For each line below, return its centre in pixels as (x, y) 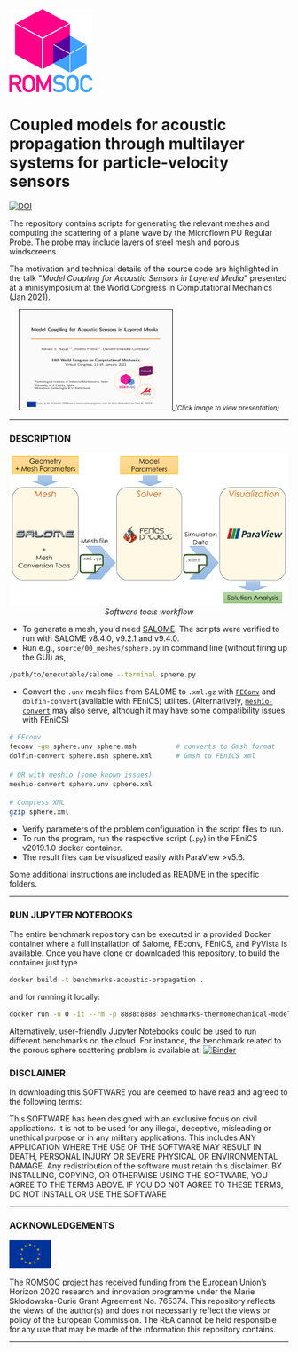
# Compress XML (37, 803)
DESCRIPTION (40, 438)
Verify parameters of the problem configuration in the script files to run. (153, 829)
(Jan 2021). (30, 297)
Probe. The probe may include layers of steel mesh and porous (124, 242)
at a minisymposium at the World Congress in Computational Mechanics (141, 287)
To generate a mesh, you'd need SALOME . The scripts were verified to (151, 629)
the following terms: (46, 1102)
